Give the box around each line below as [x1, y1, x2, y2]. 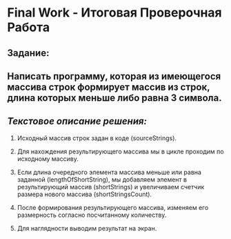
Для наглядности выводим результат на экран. [17, 224, 157, 232]
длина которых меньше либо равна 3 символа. [7, 92, 222, 104]
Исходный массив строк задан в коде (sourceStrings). [17, 133, 177, 142]
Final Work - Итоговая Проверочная [7, 5, 222, 21]
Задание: [7, 47, 50, 59]
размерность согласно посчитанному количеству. [17, 211, 167, 219]
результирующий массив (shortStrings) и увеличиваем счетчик [17, 182, 205, 191]
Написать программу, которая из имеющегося [7, 70, 221, 82]
